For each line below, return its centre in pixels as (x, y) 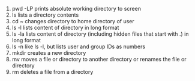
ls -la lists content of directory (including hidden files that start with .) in (100, 34)
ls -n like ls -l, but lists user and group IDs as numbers (79, 46)
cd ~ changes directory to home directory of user (73, 21)
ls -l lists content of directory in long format (65, 27)
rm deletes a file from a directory (52, 72)
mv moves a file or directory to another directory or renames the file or (99, 59)
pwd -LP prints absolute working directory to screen (76, 9)
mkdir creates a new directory (49, 53)
